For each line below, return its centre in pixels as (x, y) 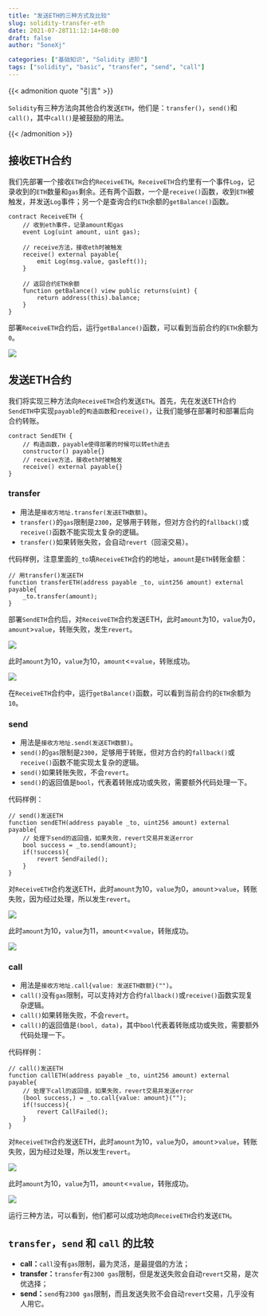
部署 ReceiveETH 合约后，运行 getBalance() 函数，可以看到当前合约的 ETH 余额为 (133, 327)
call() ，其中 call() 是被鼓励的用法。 (68, 117)
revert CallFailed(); (73, 1112)
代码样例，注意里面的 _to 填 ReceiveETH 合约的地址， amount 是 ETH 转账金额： (128, 558)
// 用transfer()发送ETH (46, 575)
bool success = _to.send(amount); (80, 845)
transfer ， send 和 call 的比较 (81, 1243)
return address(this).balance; (89, 297)
